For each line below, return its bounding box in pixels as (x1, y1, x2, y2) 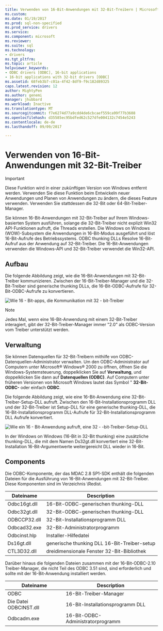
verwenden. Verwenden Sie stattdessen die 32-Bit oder (5, 201, 116, 206)
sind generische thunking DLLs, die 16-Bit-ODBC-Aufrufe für (27, 283, 148, 289)
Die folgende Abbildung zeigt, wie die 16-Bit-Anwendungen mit (5, 273, 131, 279)
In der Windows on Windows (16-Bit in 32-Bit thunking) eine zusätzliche (5, 433, 149, 439)
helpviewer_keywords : (5, 66, 49, 71)
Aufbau (5, 260, 28, 268)
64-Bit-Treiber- (117, 201, 147, 206)
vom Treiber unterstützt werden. (5, 327, 69, 332)
